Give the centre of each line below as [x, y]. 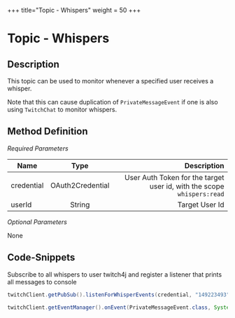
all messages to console [42, 282]
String [80, 205]
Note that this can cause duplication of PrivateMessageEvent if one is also [113, 102]
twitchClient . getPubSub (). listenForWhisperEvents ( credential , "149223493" [119, 295]
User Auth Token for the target [175, 177]
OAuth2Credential [80, 185]
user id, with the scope [187, 186]
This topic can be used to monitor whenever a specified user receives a [111, 81]
